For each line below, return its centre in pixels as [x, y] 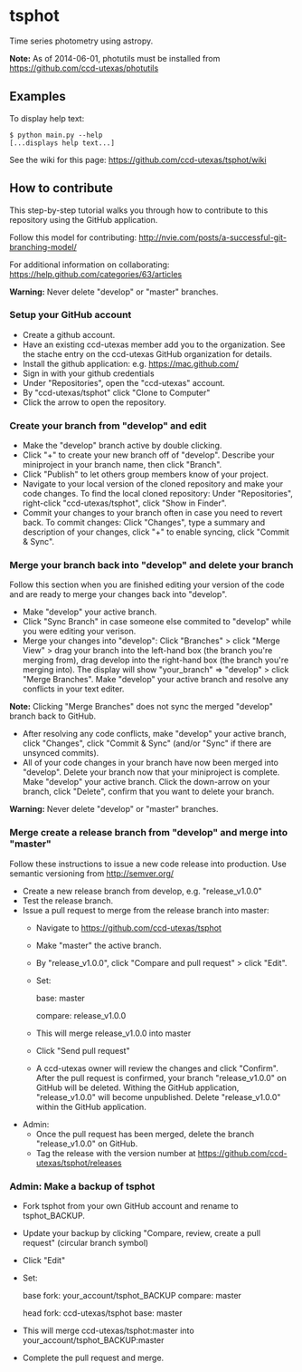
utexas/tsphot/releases [79, 1163]
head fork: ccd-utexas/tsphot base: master [102, 1313]
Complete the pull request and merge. [93, 1358]
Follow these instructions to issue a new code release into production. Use [148, 864]
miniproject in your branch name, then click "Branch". [122, 465]
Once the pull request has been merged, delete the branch [145, 1134]
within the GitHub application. [91, 1106]
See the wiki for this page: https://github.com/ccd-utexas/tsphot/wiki [138, 159]
